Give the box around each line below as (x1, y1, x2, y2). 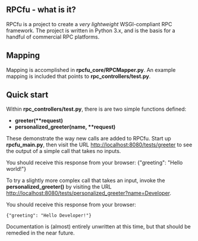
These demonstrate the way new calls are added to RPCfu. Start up (6, 135, 171, 142)
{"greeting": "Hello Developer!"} (6, 212, 92, 219)
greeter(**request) (14, 117, 64, 124)
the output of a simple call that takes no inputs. (6, 148, 121, 155)
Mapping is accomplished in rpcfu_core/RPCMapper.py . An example (6, 66, 176, 73)
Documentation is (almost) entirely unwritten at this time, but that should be (6, 223, 191, 230)
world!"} (6, 165, 27, 173)
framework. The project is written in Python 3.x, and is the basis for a (6, 27, 175, 34)
